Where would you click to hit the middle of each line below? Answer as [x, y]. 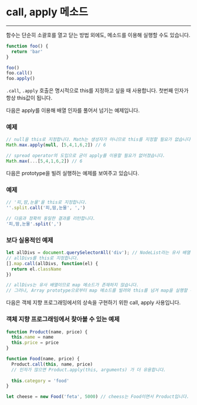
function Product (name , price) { [47, 332]
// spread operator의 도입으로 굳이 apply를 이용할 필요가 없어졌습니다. [86, 156]
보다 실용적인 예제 [30, 240]
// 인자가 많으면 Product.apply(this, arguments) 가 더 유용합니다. [89, 370]
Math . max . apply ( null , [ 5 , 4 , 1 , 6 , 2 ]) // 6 [56, 145]
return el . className [36, 269]
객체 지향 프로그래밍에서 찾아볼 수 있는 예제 [63, 319]
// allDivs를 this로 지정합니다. [43, 258]
